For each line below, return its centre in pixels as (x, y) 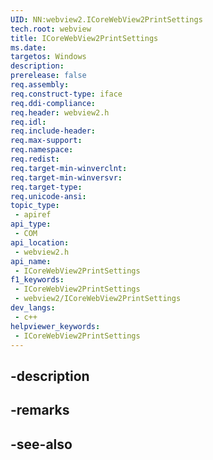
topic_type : (35, 206)
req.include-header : (53, 131)
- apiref (33, 215)
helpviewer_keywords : (55, 326)
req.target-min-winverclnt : (69, 168)
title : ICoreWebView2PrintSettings (84, 38)
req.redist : (35, 159)
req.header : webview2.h (60, 112)
